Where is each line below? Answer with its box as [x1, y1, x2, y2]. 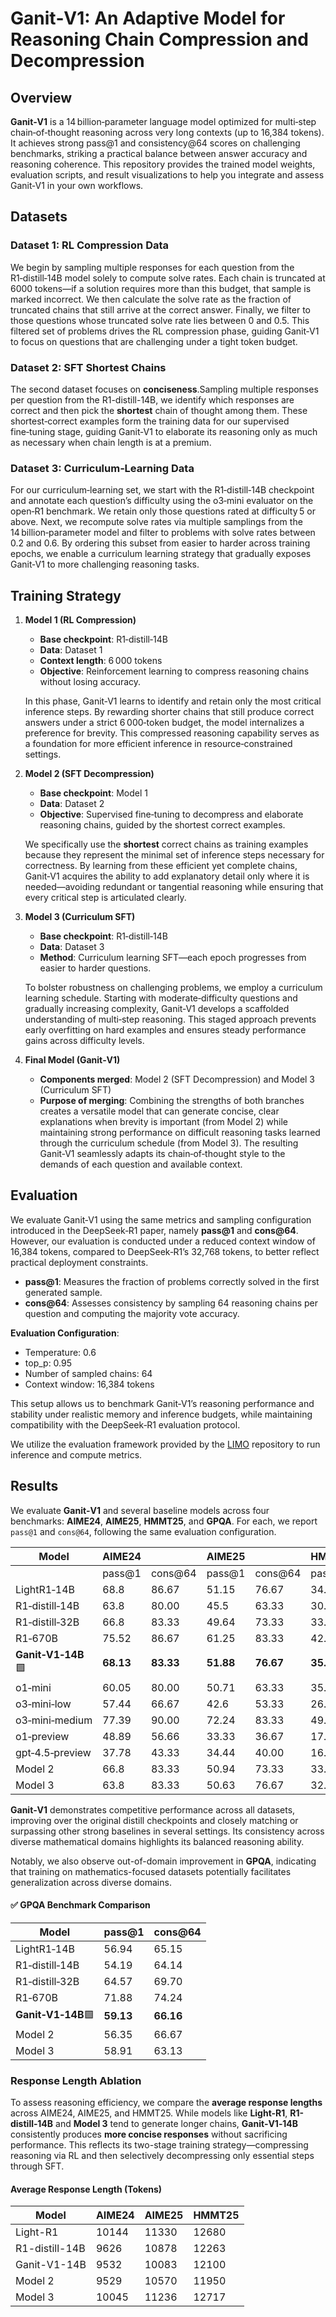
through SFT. [10, 2160, 65, 2172]
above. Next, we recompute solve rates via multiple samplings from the [10, 516, 303, 528]
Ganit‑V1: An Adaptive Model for [10, 7, 286, 30]
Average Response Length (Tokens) [10, 2183, 163, 2195]
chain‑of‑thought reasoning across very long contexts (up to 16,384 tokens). [10, 127, 325, 138]
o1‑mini [15, 1680, 52, 1694]
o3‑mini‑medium [15, 1713, 93, 1727]
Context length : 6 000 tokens [39, 655, 163, 667]
